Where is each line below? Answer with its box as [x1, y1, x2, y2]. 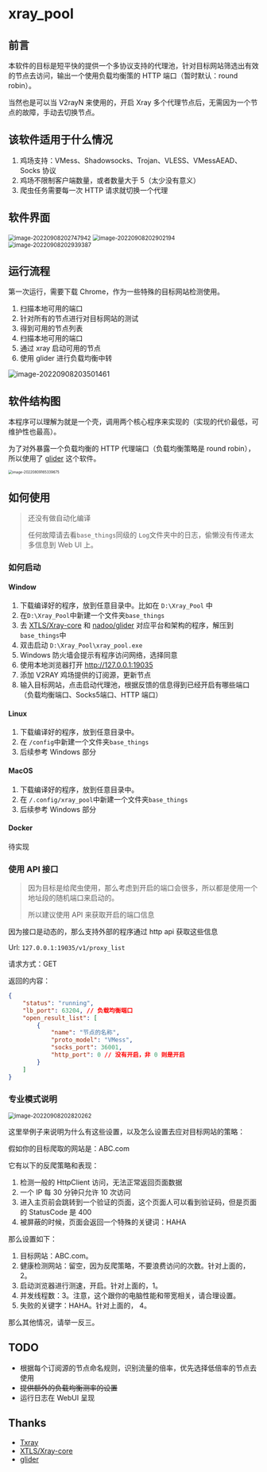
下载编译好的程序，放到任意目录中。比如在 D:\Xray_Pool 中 [19, 601, 213, 610]
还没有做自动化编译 [27, 513, 91, 523]
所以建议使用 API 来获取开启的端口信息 [27, 910, 155, 920]
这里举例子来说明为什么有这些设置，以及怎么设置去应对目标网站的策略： [8, 1126, 245, 1136]
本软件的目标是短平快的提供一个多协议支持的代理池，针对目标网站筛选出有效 [8, 61, 259, 70]
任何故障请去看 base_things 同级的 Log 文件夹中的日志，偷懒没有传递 [27, 530, 247, 540]
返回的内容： [8, 976, 50, 986]
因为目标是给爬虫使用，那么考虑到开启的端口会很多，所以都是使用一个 [27, 883, 258, 893]
